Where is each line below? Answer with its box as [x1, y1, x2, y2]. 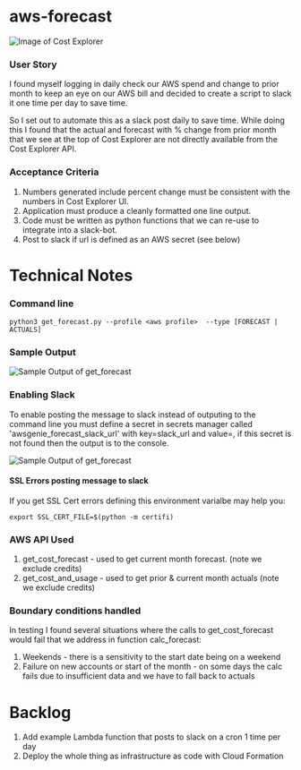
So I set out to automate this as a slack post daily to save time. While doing [9, 115, 285, 126]
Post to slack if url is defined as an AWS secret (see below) [21, 234, 241, 244]
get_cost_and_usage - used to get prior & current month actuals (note [21, 573, 279, 584]
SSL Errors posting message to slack [9, 475, 150, 486]
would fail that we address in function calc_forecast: [9, 634, 202, 646]
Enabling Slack [9, 389, 75, 401]
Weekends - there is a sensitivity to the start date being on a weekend [21, 652, 281, 663]
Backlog [9, 702, 72, 723]
